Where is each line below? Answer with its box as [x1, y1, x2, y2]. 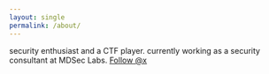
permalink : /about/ [9, 21, 81, 30]
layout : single [9, 12, 65, 22]
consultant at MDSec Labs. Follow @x [9, 55, 148, 65]
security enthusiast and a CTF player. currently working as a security [9, 45, 261, 55]
